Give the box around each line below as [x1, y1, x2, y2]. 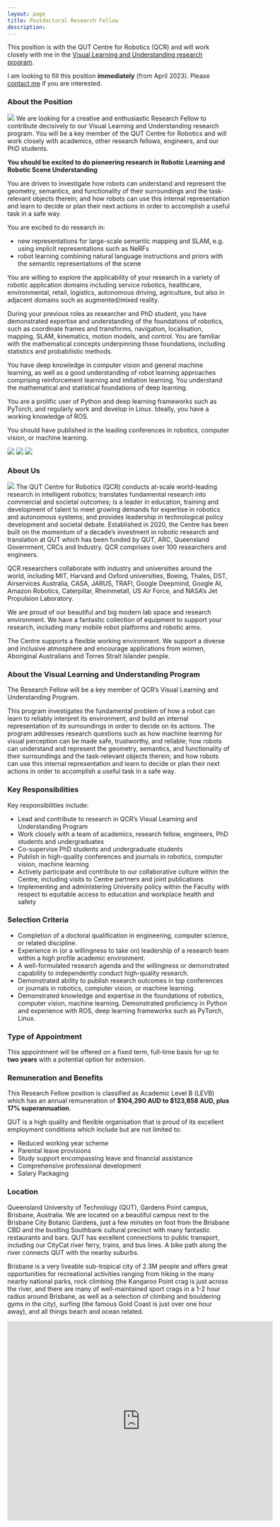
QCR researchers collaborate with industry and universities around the [7, 564, 213, 573]
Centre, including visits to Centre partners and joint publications [17, 874, 204, 883]
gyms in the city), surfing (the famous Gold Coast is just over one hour [7, 1300, 213, 1308]
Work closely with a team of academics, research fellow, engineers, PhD [17, 830, 228, 838]
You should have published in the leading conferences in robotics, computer [7, 426, 230, 434]
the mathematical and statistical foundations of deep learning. [7, 383, 188, 392]
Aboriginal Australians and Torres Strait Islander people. [7, 651, 170, 660]
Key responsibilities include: [7, 801, 89, 809]
